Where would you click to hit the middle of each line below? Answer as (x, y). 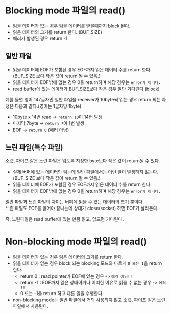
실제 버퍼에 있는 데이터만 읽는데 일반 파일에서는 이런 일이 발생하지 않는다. (86, 172)
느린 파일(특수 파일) (34, 147)
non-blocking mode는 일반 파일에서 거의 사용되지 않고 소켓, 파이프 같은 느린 (89, 300)
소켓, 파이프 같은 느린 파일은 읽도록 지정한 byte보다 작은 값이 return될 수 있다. (83, 161)
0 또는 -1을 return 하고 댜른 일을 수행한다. (62, 293)
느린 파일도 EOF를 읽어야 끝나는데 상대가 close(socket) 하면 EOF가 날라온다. (82, 208)
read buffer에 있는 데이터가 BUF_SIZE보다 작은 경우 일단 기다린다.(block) (86, 89)
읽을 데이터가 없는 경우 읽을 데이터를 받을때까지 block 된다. (71, 26)
